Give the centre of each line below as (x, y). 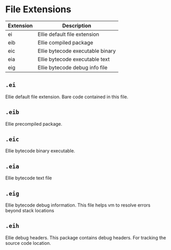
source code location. (28, 243)
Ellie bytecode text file (29, 178)
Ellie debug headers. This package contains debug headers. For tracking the (86, 237)
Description (77, 26)
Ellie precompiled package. (34, 124)
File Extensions (38, 9)
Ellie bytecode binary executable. (40, 151)
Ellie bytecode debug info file (72, 67)
